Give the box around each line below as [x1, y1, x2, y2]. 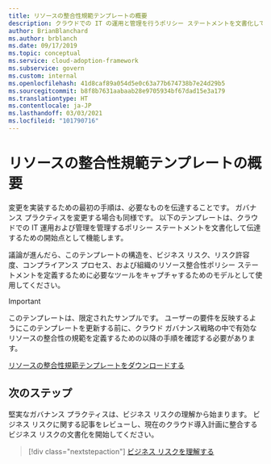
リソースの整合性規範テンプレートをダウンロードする [8, 360, 185, 370]
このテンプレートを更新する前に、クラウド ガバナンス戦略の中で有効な [22, 323, 257, 332]
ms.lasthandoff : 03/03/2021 [8, 110, 103, 118]
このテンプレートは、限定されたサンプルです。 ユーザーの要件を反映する [8, 312, 250, 323]
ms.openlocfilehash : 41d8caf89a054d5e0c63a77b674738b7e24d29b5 [8, 79, 226, 87]
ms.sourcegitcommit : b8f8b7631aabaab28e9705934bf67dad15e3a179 [8, 86, 226, 95]
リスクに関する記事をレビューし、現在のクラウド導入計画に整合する [31, 419, 258, 428]
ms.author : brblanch [8, 34, 78, 43]
